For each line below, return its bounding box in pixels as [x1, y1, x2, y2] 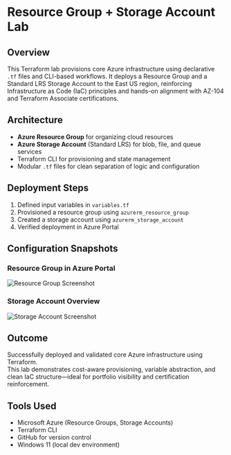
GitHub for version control [17, 434, 92, 442]
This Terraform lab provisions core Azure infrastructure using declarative [7, 65, 215, 73]
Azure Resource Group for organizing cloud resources [17, 132, 174, 141]
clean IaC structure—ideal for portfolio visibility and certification [7, 373, 190, 381]
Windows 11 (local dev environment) [17, 440, 120, 449]
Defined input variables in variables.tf [17, 200, 129, 208]
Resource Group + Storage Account [7, 4, 216, 20]
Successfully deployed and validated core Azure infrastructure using [7, 350, 203, 359]
